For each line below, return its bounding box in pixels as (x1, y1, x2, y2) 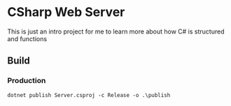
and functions (7, 34, 48, 43)
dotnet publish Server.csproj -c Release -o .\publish (7, 91, 171, 98)
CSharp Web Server (7, 4, 125, 20)
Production (7, 76, 46, 86)
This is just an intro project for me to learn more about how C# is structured (7, 27, 225, 36)
